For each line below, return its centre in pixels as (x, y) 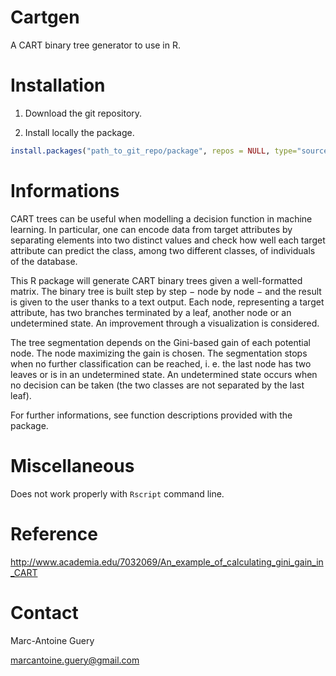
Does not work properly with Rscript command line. (117, 493)
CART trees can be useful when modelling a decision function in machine (161, 218)
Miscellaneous (72, 465)
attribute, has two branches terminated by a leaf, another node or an (151, 312)
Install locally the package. (79, 132)
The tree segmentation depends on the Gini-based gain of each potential (160, 342)
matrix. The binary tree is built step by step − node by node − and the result (166, 291)
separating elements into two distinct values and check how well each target (168, 240)
